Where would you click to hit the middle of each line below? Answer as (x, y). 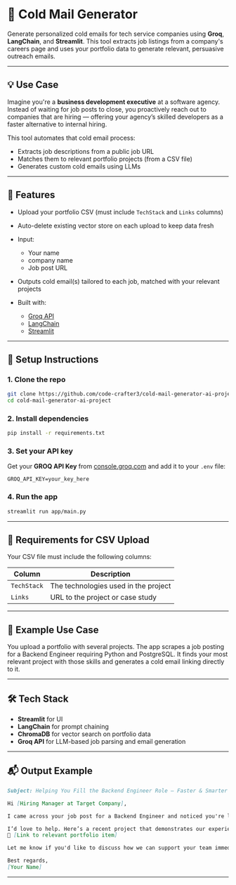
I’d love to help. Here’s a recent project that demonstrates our (106, 829)
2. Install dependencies (48, 419)
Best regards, (28, 861)
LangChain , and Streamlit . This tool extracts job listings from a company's (115, 41)
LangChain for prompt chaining (63, 727)
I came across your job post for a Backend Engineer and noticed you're (116, 816)
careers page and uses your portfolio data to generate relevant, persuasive (116, 48)
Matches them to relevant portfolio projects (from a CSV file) (105, 159)
